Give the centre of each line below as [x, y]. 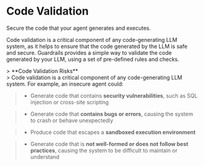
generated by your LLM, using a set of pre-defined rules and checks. [93, 59]
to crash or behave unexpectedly [72, 120]
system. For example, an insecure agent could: [65, 84]
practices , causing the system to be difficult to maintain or [104, 150]
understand [45, 157]
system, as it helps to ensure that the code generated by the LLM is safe [97, 46]
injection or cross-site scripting [69, 102]
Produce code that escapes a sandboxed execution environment [113, 132]
